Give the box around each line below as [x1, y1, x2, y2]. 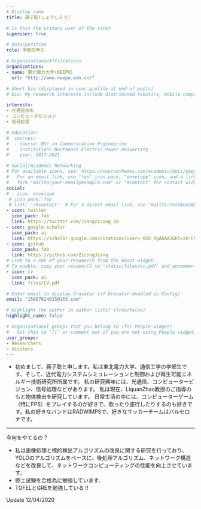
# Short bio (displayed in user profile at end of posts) [6, 85, 154, 92]
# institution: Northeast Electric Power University [6, 146, 148, 152]
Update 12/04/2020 [6, 496, 55, 504]
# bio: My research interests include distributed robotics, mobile [6, 91, 181, 97]
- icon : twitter [6, 208, 47, 214]
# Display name [6, 8, 44, 15]
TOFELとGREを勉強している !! [14, 484, 89, 492]
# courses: [6, 135, 36, 141]
